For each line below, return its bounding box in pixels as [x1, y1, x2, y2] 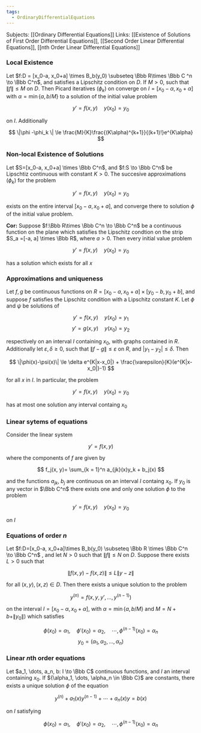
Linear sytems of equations [6, 417, 88, 426]
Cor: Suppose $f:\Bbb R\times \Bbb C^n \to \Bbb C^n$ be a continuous [6, 222, 182, 230]
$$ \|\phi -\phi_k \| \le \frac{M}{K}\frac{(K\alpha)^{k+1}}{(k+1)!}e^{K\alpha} [8, 129, 193, 136]
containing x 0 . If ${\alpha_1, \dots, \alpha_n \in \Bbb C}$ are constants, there [6, 674, 195, 683]
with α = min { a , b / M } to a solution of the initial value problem [6, 92, 158, 99]
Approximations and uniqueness [6, 274, 104, 282]
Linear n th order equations [6, 654, 86, 662]
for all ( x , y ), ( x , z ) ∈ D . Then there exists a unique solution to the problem [6, 581, 187, 588]
